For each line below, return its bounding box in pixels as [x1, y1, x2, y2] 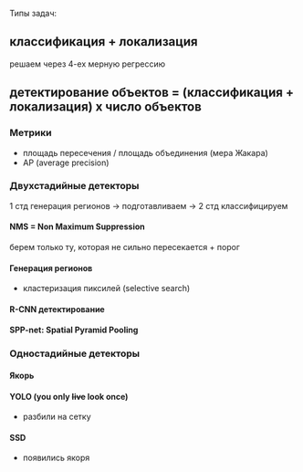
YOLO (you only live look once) [9, 391, 129, 402]
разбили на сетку [22, 411, 91, 423]
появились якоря [22, 452, 90, 464]
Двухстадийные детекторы [9, 180, 140, 193]
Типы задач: [9, 8, 57, 18]
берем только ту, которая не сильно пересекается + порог [9, 242, 240, 252]
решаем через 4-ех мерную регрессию [9, 58, 166, 69]
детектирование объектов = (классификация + [9, 85, 295, 100]
